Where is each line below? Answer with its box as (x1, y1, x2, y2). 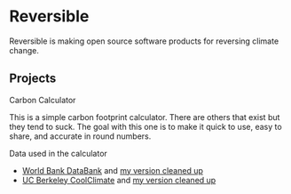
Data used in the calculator (9, 148, 108, 158)
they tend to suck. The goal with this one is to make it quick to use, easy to (9, 121, 282, 132)
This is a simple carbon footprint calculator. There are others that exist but (9, 111, 280, 122)
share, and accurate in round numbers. (9, 131, 152, 141)
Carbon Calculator (9, 94, 76, 105)
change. (9, 44, 40, 55)
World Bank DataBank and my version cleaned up (21, 165, 204, 175)
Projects (9, 71, 57, 86)
